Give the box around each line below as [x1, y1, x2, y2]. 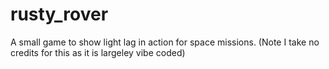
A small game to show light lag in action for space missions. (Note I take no [10, 36, 320, 48]
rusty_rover [10, 3, 109, 26]
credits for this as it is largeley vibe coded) [10, 46, 186, 58]
